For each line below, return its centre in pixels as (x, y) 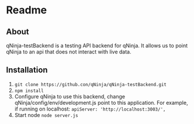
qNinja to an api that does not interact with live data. (69, 52)
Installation (27, 70)
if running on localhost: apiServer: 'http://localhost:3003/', (90, 109)
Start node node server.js (46, 115)
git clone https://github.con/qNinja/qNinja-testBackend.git (91, 84)
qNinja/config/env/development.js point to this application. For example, (101, 102)
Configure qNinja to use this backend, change (70, 96)
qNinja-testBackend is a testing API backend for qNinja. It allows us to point (97, 45)
